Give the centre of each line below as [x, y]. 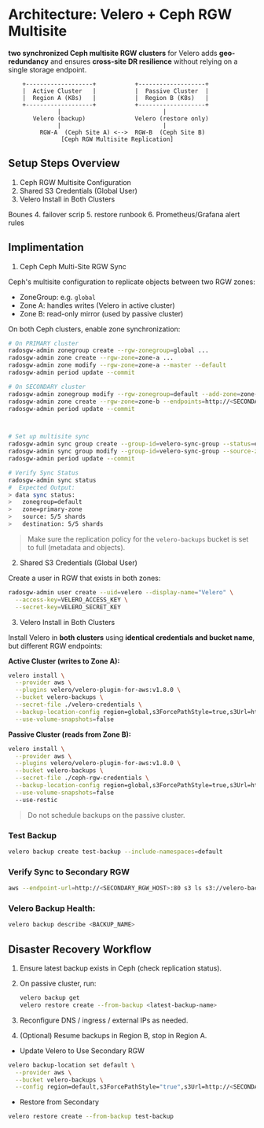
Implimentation [46, 248]
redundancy [29, 61]
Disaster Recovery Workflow [80, 949]
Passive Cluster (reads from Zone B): [70, 734]
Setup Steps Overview [64, 163]
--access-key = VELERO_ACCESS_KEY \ [71, 600]
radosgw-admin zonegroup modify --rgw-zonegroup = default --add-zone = [125, 394]
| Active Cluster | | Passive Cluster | [116, 91]
